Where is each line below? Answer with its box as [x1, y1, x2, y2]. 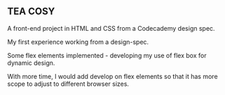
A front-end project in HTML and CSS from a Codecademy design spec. [7, 24, 215, 32]
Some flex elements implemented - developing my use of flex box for [7, 51, 207, 59]
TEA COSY [7, 6, 55, 17]
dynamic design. [7, 59, 55, 67]
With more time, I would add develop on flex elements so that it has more [7, 72, 219, 80]
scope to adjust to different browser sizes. [7, 80, 130, 88]
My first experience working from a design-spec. [7, 38, 149, 46]
